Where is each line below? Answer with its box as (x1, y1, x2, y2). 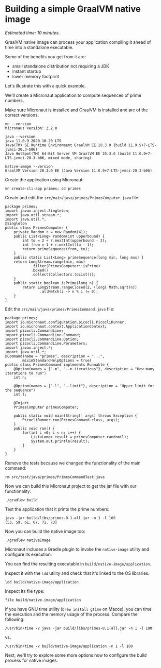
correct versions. (5, 112, 39, 118)
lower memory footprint (12, 73, 59, 79)
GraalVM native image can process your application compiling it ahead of (5, 39, 151, 45)
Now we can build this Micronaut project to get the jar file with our (5, 483, 137, 489)
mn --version (5, 121, 31, 126)
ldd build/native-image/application (5, 580, 79, 584)
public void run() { (14, 426, 55, 431)
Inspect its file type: (5, 588, 44, 594)
